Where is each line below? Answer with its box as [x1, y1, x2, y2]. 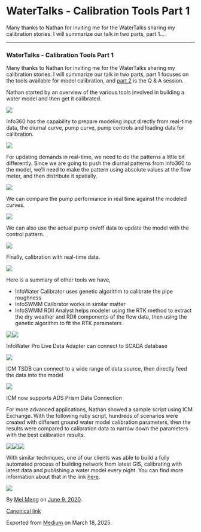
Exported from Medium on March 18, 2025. [6, 519, 112, 527]
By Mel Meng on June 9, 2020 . [6, 496, 83, 503]
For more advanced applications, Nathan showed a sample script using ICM [6, 406, 193, 413]
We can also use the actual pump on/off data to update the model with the [6, 224, 190, 231]
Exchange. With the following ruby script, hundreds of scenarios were [6, 412, 178, 420]
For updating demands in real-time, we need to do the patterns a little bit [6, 154, 185, 161]
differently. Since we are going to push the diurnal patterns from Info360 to [6, 160, 191, 167]
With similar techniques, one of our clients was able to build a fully [6, 454, 170, 461]
